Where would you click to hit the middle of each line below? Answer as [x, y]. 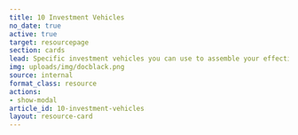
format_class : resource [53, 83]
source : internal [41, 75]
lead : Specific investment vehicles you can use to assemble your [134, 59]
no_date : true [35, 26]
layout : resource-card [51, 116]
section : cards [37, 51]
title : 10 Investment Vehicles [67, 17]
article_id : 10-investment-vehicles [77, 108]
